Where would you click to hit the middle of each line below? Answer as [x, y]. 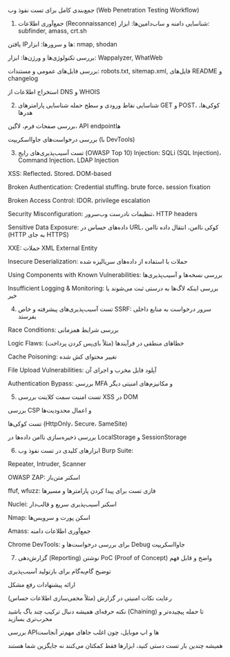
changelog [23, 78]
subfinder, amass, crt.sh [52, 31]
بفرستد [27, 316]
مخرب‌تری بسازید [30, 619]
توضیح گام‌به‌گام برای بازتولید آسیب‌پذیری [59, 571]
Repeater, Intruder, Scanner [47, 464]
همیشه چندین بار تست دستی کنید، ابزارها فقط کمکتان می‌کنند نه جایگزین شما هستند [115, 646]
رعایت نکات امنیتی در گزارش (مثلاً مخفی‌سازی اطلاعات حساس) [90, 598]
